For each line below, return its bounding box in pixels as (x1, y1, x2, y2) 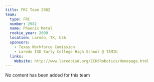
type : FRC (10, 16, 30, 21)
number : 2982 (10, 21, 37, 26)
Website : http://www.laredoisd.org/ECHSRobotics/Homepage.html (14, 58, 149, 63)
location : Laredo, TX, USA (10, 35, 66, 40)
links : (10, 53, 24, 59)
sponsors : (10, 40, 30, 45)
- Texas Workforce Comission (14, 44, 75, 49)
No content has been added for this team (5, 72, 90, 78)
